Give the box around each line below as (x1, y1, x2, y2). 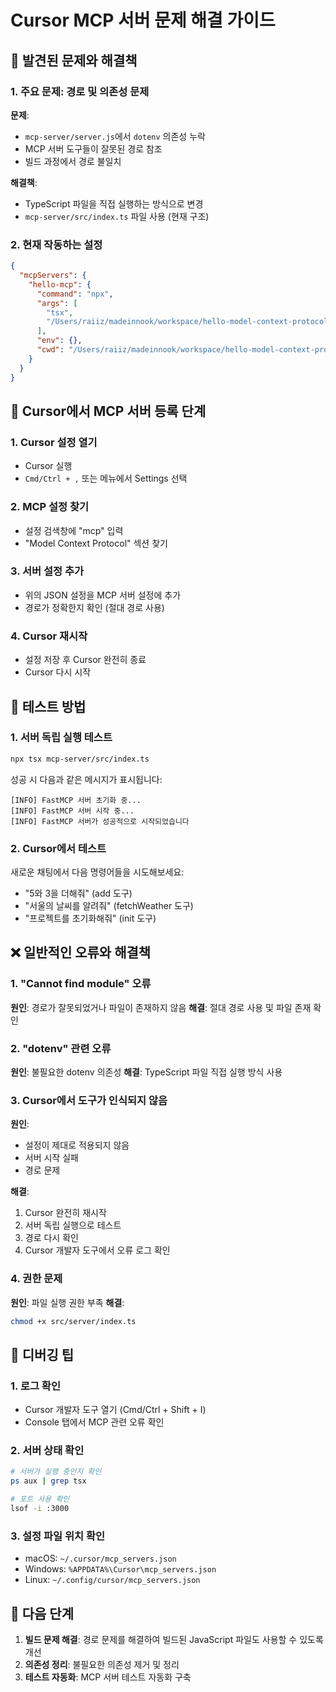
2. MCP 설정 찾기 (10, 500, 90, 514)
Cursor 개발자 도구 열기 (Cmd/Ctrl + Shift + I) (24, 1404, 207, 1416)
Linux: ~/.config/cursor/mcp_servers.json (24, 1574, 201, 1586)
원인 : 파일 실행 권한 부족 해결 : (10, 1296, 125, 1308)
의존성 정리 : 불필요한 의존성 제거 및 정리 (24, 1659, 180, 1671)
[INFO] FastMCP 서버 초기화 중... (10, 795, 142, 805)
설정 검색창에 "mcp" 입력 (24, 524, 124, 536)
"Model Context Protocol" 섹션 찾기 (24, 537, 168, 549)
